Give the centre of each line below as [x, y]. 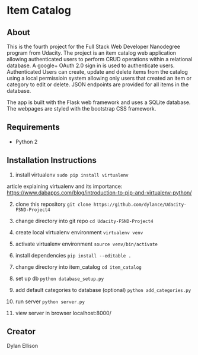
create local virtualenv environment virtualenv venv [79, 232]
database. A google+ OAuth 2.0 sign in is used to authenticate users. [91, 65]
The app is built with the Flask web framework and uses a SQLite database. [99, 102]
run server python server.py [50, 301]
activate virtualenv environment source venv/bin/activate [86, 244]
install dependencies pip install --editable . [73, 255]
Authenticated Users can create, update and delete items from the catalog [98, 72]
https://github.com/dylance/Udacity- [140, 205]
